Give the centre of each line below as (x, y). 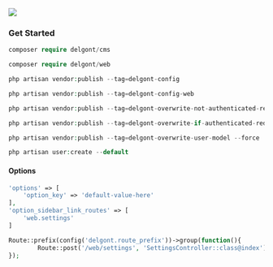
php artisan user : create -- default (69, 153)
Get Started (32, 32)
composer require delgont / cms (60, 50)
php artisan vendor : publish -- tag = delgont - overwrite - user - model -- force (134, 138)
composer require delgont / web (60, 65)
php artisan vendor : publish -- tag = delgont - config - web (102, 93)
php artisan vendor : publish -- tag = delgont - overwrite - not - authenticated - (134, 108)
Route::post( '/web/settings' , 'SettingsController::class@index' (151, 248)
